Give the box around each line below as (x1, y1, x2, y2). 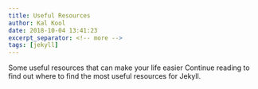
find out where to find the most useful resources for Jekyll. (8, 72, 201, 81)
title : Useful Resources (8, 11, 91, 20)
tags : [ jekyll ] (8, 41, 59, 49)
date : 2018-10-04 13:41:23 (8, 26, 98, 34)
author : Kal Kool (8, 19, 66, 27)
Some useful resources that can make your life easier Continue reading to (8, 63, 250, 72)
